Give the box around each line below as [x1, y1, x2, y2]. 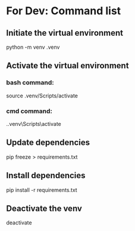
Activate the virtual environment [6, 61, 129, 71]
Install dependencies [6, 170, 86, 181]
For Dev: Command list [6, 4, 121, 18]
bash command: [6, 78, 55, 87]
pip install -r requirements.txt [6, 186, 77, 194]
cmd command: [6, 107, 52, 115]
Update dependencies [6, 138, 90, 148]
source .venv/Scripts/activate [6, 92, 79, 99]
